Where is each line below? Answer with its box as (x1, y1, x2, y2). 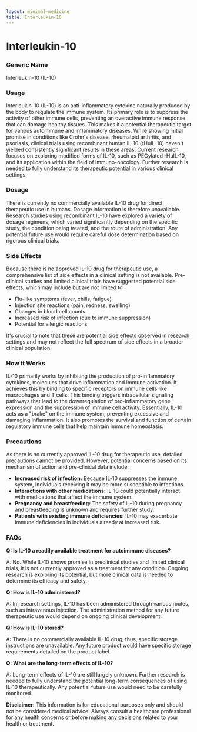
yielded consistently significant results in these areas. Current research (6, 146, 179, 153)
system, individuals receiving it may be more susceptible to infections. (14, 481, 185, 488)
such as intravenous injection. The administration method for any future (6, 606, 179, 613)
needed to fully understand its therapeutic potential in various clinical (6, 165, 174, 172)
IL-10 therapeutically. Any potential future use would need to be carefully (6, 683, 182, 691)
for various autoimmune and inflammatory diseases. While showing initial (6, 128, 183, 135)
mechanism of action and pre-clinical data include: (6, 463, 129, 470)
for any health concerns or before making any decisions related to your (6, 714, 178, 721)
